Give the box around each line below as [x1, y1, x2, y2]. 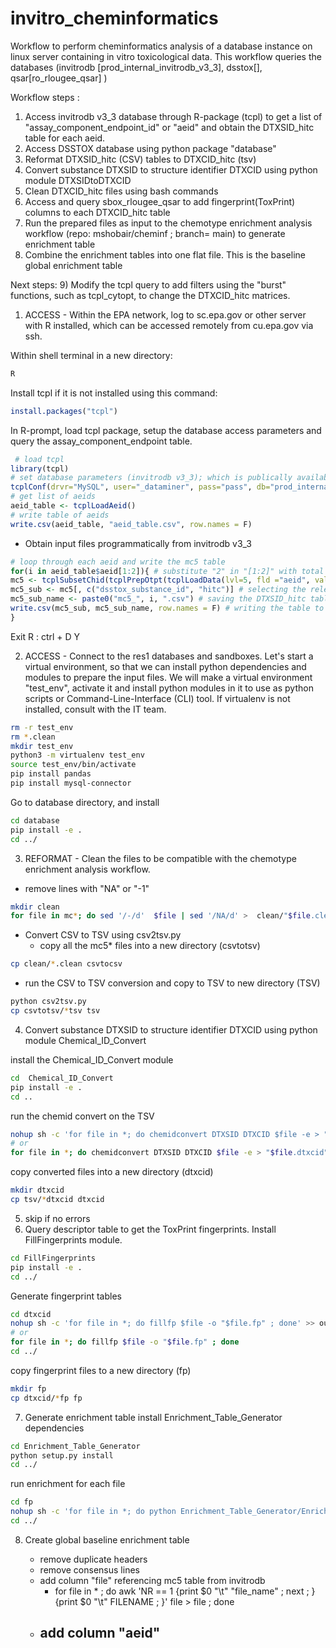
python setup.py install [10, 1450, 114, 1461]
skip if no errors [24, 1212, 91, 1224]
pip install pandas [10, 769, 92, 779]
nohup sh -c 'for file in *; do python [10, 1507, 177, 1517]
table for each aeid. [24, 132, 106, 144]
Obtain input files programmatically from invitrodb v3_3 [24, 537, 252, 549]
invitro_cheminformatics [10, 7, 219, 30]
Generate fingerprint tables [10, 1290, 122, 1302]
